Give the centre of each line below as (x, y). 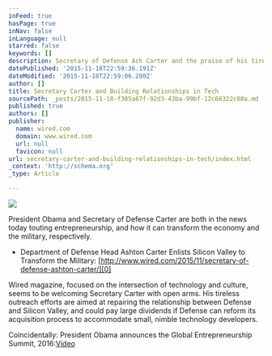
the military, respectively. (50, 236)
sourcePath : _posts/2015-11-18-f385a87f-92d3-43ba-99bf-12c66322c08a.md (134, 99)
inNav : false (30, 31)
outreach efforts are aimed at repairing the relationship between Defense (130, 302)
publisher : (27, 121)
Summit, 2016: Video (42, 343)
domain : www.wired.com (54, 136)
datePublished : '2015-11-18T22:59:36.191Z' (83, 69)
